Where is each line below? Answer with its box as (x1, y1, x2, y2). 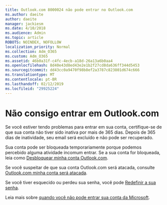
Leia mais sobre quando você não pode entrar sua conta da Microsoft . (5, 195, 150, 201)
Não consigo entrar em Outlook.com (5, 108, 159, 119)
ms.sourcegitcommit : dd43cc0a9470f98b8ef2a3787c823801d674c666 (5, 68, 140, 73)
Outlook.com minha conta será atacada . (5, 170, 87, 176)
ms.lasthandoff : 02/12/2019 (5, 81, 64, 86)
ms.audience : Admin (5, 30, 46, 35)
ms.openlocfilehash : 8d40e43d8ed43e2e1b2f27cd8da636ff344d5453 (5, 63, 140, 68)
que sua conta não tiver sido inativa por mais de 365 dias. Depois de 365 (5, 129, 156, 135)
